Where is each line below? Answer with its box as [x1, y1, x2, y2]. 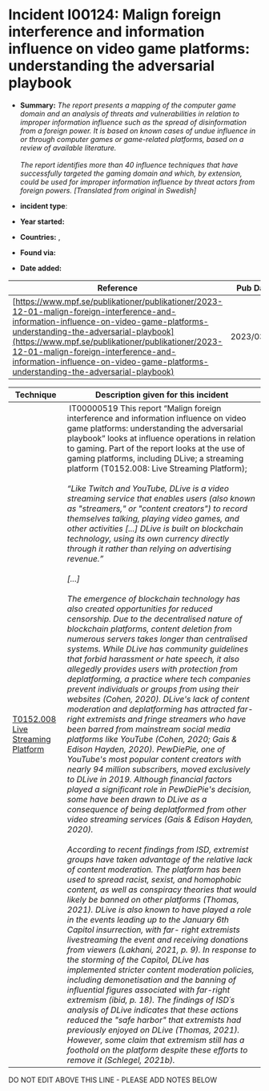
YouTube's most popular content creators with [66, 753, 242, 765]
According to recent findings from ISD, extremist [66, 844, 249, 855]
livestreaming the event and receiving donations [66, 934, 249, 945]
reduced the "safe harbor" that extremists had [66, 1014, 242, 1025]
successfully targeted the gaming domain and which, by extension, [19, 168, 243, 178]
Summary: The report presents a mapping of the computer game [19, 100, 236, 110]
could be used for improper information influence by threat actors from [19, 176, 255, 186]
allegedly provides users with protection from [66, 663, 238, 675]
